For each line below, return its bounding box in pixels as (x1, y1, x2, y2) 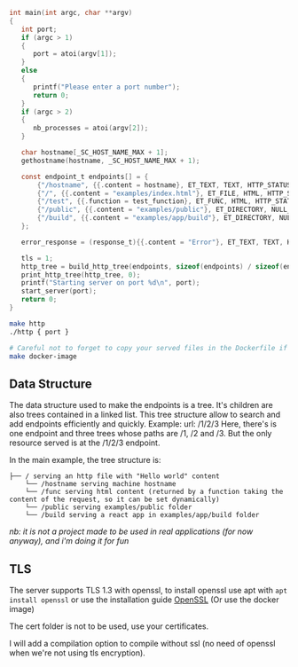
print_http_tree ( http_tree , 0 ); (20, 271, 141, 279)
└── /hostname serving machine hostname (25, 480, 176, 489)
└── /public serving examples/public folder (25, 503, 192, 512)
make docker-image (9, 351, 77, 361)
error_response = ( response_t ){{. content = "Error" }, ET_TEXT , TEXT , (20, 238, 284, 247)
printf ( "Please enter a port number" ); (32, 82, 180, 91)
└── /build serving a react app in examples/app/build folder (25, 511, 260, 520)
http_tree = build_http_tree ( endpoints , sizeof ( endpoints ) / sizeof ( (20, 262, 284, 271)
